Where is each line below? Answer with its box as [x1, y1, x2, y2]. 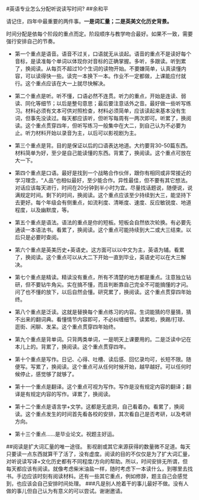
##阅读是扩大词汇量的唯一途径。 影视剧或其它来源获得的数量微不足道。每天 [6, 443, 191, 450]
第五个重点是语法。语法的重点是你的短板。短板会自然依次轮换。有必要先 [14, 219, 191, 226]
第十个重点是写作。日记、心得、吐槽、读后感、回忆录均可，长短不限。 [14, 356, 187, 363]
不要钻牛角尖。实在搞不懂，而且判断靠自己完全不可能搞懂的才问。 [30, 281, 191, 288]
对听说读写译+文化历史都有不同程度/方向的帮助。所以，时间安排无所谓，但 [6, 458, 188, 464]
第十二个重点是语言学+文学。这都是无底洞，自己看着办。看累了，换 [14, 403, 179, 410]
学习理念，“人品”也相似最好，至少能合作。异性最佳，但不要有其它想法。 [14, 177, 191, 183]
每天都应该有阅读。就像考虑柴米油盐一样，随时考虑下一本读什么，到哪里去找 [6, 465, 193, 472]
